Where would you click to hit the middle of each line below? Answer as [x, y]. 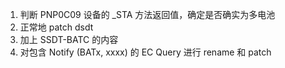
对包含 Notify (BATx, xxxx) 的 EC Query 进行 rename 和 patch [145, 52]
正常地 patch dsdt [56, 27]
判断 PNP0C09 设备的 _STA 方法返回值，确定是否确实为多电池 [147, 14]
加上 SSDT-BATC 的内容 [69, 39]
